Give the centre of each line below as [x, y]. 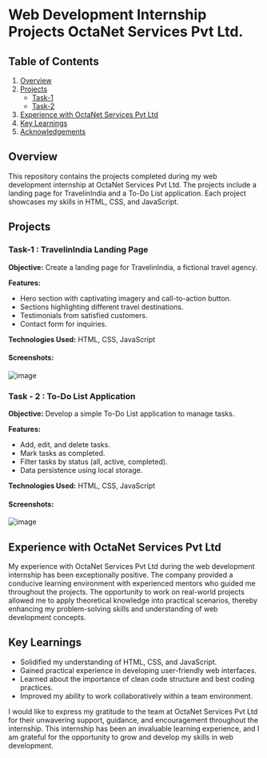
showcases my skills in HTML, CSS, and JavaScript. [94, 201]
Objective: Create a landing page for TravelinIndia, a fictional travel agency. [133, 267]
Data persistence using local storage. [81, 470]
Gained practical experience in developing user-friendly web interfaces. [138, 670]
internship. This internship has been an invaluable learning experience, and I [134, 728]
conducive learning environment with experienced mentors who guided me [132, 583]
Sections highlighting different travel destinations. [102, 307]
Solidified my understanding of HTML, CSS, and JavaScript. [118, 662]
